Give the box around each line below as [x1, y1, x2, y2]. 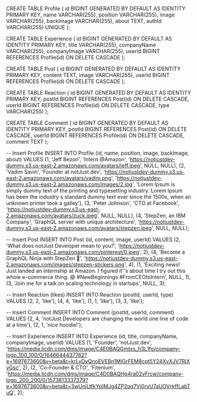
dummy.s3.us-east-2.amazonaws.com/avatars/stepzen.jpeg [6, 225, 152, 231]
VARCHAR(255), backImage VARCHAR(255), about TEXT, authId [6, 18, 162, 24]
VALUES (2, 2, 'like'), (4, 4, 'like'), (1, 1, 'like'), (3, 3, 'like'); [6, 297, 145, 304]
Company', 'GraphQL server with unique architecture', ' [6, 218, 140, 225]
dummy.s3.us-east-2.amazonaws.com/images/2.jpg [6, 181, 133, 188]
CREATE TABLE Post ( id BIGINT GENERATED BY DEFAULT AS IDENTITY [6, 65, 181, 72]
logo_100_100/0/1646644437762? [6, 351, 88, 358]
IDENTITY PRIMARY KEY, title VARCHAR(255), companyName [6, 41, 156, 48]
